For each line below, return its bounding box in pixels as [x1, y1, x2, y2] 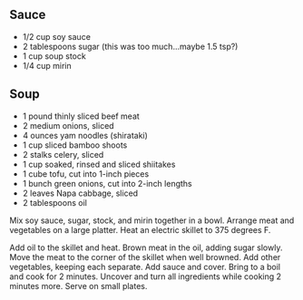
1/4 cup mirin [22, 60, 73, 71]
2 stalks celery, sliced [22, 149, 104, 160]
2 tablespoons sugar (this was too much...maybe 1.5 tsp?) [22, 41, 239, 52]
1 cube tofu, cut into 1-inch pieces [22, 168, 150, 179]
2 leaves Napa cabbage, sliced [22, 188, 139, 198]
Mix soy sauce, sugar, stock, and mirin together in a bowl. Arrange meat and [9, 215, 295, 226]
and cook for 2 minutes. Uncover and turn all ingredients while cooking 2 [9, 271, 282, 282]
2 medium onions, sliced [22, 120, 115, 131]
